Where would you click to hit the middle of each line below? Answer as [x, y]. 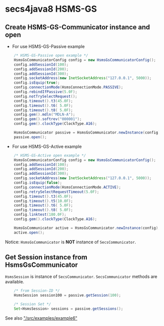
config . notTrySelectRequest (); [46, 96]
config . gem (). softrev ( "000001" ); [48, 119]
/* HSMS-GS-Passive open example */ [51, 55]
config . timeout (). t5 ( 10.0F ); [43, 201]
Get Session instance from [46, 257]
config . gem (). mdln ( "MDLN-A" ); [45, 115]
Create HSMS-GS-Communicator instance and [78, 27]
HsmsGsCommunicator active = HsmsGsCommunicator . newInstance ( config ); [87, 228]
